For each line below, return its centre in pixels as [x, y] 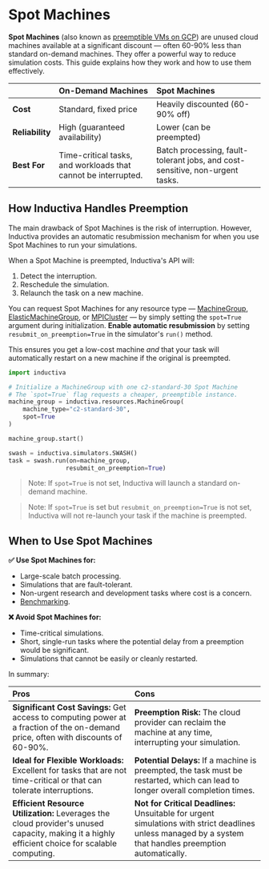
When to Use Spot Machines [81, 541]
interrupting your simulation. [188, 743]
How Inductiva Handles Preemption [98, 208]
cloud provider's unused [58, 823]
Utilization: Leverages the [61, 814]
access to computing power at [69, 718]
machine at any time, [174, 732]
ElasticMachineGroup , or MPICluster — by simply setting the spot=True [125, 317]
